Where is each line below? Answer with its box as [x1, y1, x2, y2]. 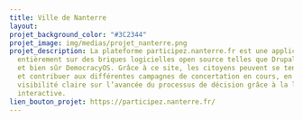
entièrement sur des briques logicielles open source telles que [17, 55, 269, 64]
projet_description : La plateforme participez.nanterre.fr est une [9, 47, 269, 56]
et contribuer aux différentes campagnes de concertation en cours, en [17, 72, 293, 81]
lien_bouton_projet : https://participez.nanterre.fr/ [9, 97, 216, 106]
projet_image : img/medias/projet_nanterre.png [9, 38, 188, 48]
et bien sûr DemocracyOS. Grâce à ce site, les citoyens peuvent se [17, 64, 280, 73]
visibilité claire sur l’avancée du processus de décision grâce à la [17, 80, 289, 89]
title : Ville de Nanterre [9, 13, 106, 23]
